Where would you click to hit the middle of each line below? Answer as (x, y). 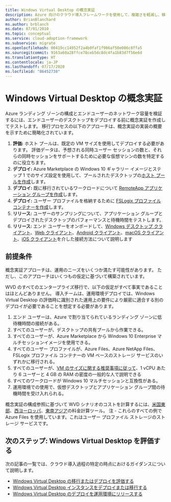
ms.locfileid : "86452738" (33, 72)
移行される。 (44, 361)
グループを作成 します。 (56, 194)
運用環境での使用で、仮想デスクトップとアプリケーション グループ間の (87, 387)
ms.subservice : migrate (31, 43)
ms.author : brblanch (27, 24)
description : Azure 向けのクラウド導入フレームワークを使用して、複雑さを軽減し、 (83, 15)
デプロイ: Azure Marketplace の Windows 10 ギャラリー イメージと (82, 169)
